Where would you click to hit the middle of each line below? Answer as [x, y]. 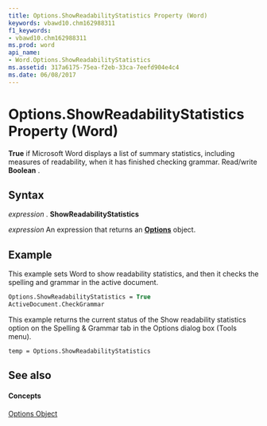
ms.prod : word [32, 45]
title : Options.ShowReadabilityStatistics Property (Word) [108, 16]
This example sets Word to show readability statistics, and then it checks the [133, 274]
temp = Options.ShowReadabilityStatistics [79, 351]
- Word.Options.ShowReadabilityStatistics [79, 61]
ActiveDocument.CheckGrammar [56, 305]
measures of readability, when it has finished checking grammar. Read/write [133, 162]
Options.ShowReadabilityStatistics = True [79, 297]
